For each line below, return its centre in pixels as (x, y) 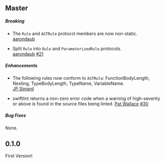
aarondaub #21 (28, 54)
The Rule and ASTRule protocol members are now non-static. (75, 34)
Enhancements (21, 65)
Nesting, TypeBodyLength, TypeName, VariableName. (68, 84)
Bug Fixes (16, 115)
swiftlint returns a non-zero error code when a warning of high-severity (86, 99)
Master (17, 8)
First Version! (19, 156)
